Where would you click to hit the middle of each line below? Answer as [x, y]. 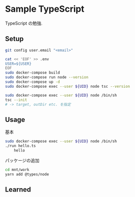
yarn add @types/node [27, 174]
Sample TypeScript [45, 9]
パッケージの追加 [22, 160]
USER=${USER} [18, 64]
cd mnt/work [17, 170]
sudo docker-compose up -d [33, 82]
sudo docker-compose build [33, 73]
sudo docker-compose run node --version [47, 77]
